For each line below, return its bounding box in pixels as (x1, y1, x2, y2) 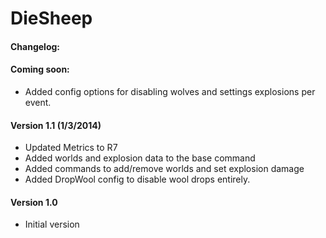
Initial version (24, 218, 80, 231)
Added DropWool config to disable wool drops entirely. (24, 173, 251, 186)
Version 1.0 (10, 196, 58, 208)
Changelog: (10, 40, 61, 52)
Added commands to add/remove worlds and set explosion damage (24, 163, 305, 175)
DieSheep (10, 7, 93, 30)
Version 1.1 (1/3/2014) (10, 119, 102, 131)
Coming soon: (10, 63, 70, 76)
